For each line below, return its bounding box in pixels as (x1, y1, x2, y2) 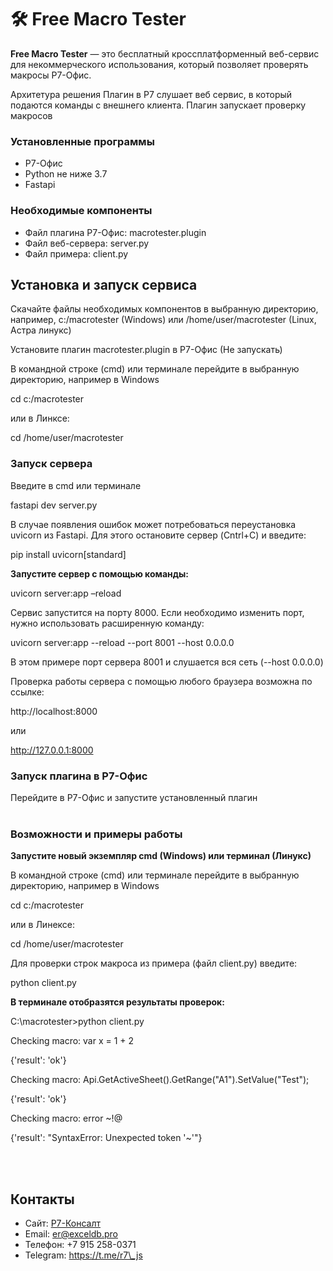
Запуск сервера (10, 457, 93, 471)
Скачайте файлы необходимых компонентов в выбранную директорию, (10, 303, 319, 315)
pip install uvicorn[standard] (10, 548, 127, 560)
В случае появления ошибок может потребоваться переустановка (10, 518, 297, 530)
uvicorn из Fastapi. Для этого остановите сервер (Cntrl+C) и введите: (10, 529, 307, 541)
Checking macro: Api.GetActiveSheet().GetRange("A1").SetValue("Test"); (10, 1074, 310, 1086)
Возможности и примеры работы (10, 827, 183, 841)
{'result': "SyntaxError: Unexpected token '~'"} (10, 1132, 203, 1144)
